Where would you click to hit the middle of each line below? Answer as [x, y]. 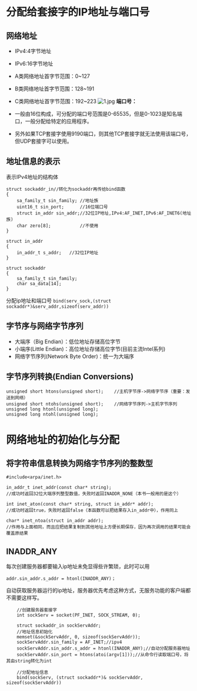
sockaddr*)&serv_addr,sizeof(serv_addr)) [58, 307]
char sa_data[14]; [39, 283]
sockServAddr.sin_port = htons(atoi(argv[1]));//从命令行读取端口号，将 [103, 655]
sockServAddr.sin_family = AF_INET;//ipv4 [69, 642]
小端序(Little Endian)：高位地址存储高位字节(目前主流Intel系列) [90, 348]
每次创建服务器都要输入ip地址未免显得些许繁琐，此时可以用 [78, 566]
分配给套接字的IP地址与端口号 [78, 12]
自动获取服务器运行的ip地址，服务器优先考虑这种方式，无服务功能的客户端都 [98, 591]
